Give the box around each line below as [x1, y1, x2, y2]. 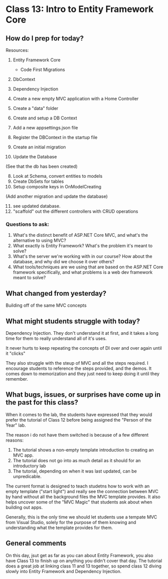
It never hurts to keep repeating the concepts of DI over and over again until [5, 345, 162, 351]
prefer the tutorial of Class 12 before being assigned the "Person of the [5, 417, 152, 423]
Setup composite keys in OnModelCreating [12, 184, 101, 189]
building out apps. [5, 504, 43, 510]
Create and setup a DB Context [12, 115, 77, 121]
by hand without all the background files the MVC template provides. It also [5, 494, 160, 500]
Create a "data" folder [12, 105, 58, 111]
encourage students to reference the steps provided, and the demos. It [5, 365, 152, 371]
